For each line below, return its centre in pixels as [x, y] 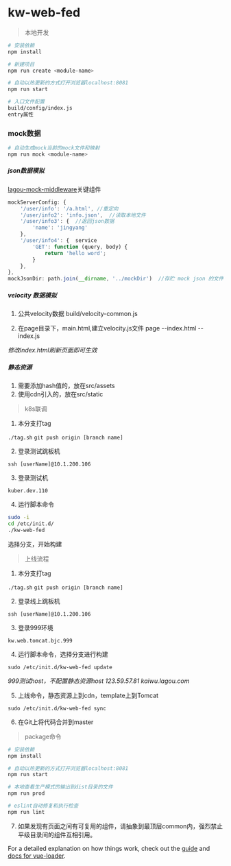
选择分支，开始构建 [35, 544]
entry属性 [21, 115]
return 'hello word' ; [75, 253]
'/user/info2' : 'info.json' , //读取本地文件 [83, 215]
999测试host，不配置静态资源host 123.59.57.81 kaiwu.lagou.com [99, 681]
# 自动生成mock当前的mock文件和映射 [54, 148]
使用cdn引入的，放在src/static [60, 394]
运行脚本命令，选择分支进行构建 [63, 654]
